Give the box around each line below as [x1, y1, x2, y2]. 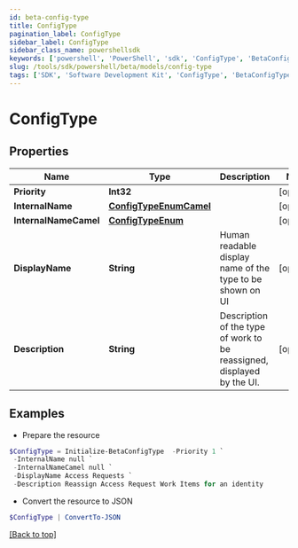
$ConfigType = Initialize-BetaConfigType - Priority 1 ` [9, 447, 224, 456]
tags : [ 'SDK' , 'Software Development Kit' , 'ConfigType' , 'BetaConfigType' [9, 71, 295, 80]
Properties [9, 144, 69, 160]
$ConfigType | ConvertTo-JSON [9, 513, 122, 521]
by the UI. [219, 376, 260, 388]
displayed [219, 364, 260, 377]
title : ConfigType [9, 21, 77, 30]
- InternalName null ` [12, 455, 93, 464]
